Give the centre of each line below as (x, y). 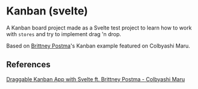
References (28, 65)
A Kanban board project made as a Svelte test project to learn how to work (99, 28)
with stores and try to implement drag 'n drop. (64, 34)
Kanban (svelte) (47, 11)
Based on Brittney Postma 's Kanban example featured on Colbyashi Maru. (98, 46)
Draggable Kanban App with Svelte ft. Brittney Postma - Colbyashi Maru (96, 79)
